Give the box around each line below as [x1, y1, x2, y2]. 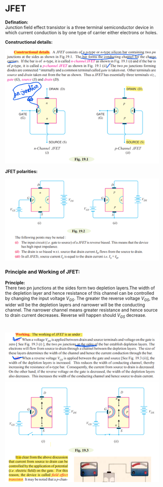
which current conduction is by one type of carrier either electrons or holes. [5, 29, 158, 35]
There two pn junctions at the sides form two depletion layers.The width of [5, 285, 155, 291]
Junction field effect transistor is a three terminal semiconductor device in [5, 24, 154, 30]
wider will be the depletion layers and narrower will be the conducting [5, 302, 145, 308]
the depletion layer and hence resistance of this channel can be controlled [5, 290, 155, 296]
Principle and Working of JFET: [5, 268, 80, 275]
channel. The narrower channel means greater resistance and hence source [5, 307, 158, 313]
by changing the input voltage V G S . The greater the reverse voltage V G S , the [5, 295, 158, 302]
